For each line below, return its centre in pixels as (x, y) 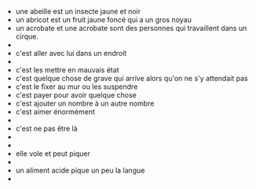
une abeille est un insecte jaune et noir (78, 11)
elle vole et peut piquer (53, 154)
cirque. (27, 36)
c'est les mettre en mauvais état (67, 70)
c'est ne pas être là (47, 128)
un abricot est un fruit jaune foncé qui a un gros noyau (104, 20)
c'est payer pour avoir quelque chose (76, 95)
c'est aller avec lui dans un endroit (71, 53)
